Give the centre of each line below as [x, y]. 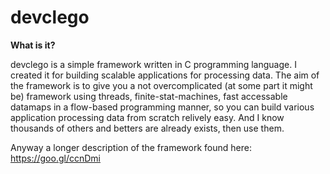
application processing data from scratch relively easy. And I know [147, 117]
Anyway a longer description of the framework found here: [131, 147]
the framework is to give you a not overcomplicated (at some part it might [161, 85]
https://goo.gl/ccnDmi [55, 158]
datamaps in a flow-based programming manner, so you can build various [162, 107]
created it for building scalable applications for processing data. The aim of [165, 75]
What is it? [33, 45]
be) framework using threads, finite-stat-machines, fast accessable [149, 96]
